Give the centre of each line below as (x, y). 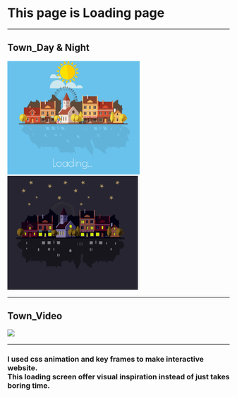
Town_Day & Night (49, 48)
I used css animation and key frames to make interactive (106, 359)
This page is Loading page (86, 13)
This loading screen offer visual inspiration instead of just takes (119, 377)
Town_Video (35, 316)
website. (23, 367)
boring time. (29, 385)
